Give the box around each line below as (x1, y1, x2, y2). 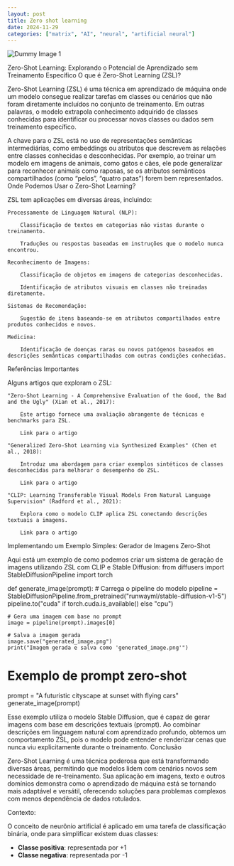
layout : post (7, 10, 46, 18)
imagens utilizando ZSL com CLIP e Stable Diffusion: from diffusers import (7, 563, 225, 572)
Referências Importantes (7, 365, 79, 373)
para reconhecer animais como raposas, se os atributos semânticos (7, 166, 206, 175)
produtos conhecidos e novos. (7, 321, 97, 328)
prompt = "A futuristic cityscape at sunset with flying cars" (7, 691, 179, 700)
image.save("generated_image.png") (7, 638, 113, 646)
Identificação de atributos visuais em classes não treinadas (20, 284, 208, 292)
